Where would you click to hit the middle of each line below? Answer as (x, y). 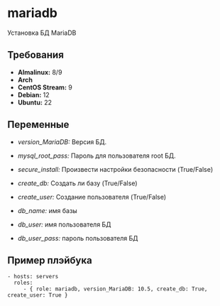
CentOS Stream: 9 (45, 87)
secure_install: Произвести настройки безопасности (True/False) (115, 169)
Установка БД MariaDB (42, 33)
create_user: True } (38, 295)
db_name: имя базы (48, 210)
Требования (35, 55)
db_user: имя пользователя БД (64, 224)
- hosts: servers (33, 277)
